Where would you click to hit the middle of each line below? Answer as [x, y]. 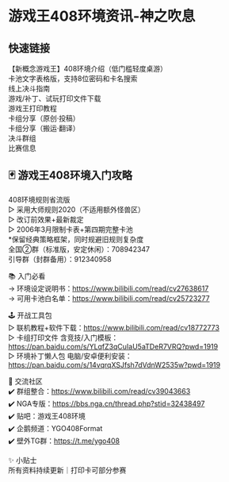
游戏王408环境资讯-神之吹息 [102, 16]
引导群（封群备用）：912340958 [60, 259]
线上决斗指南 [29, 89]
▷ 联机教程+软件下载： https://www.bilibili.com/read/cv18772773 [114, 327]
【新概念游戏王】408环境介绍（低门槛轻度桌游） [88, 69]
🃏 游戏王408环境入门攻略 [71, 175]
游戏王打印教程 [32, 108]
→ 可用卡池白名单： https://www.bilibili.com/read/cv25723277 [109, 298]
